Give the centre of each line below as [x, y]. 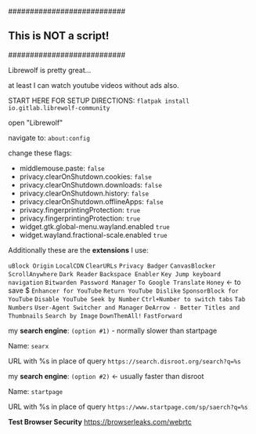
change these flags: [40, 153]
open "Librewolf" [36, 122]
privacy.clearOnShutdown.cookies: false [86, 177]
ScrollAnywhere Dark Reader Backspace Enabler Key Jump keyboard [115, 274]
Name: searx [29, 345]
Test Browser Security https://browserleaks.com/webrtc [100, 421]
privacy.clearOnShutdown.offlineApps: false [92, 201]
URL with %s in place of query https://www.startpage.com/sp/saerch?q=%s [128, 407]
